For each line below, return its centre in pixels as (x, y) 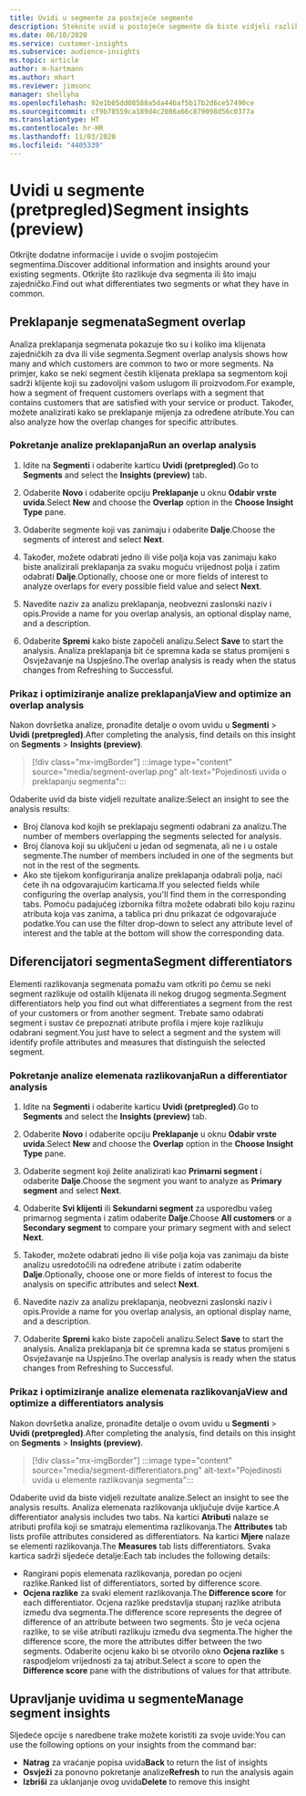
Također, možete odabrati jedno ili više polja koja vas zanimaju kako (150, 557)
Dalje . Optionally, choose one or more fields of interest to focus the (148, 1275)
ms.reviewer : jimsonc (51, 86)
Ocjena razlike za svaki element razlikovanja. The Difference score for (154, 1592)
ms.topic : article (44, 60)
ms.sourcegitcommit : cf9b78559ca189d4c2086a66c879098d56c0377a (132, 111)
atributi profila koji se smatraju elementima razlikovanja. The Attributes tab (148, 1527)
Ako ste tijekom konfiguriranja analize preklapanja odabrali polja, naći (152, 875)
